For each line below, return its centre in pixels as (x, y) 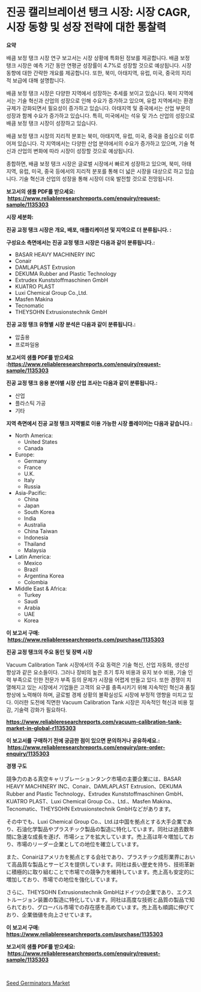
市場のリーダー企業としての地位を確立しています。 (79, 844)
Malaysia (35, 550)
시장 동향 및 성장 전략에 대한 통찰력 (86, 27)
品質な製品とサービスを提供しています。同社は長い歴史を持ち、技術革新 (106, 864)
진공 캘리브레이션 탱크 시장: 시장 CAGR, (98, 12)
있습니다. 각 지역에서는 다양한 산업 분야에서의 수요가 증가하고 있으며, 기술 (103, 143)
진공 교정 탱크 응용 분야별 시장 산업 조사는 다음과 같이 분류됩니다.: (82, 383)
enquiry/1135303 (28, 754)
